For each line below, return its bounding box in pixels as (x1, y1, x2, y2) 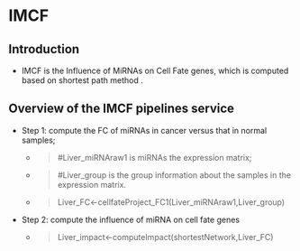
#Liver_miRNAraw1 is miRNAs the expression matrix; (57, 152, 252, 163)
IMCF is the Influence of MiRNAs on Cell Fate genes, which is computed (21, 65, 289, 76)
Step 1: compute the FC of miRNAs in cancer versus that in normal (21, 125, 268, 135)
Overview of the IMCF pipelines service (8, 101, 235, 116)
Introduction (8, 42, 80, 57)
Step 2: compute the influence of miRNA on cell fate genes (21, 214, 241, 225)
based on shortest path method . (21, 75, 143, 86)
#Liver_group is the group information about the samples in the (57, 169, 292, 181)
